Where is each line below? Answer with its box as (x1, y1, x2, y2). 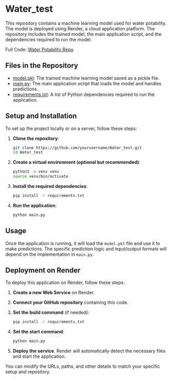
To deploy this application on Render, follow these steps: (5, 279, 125, 286)
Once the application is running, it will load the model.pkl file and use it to (5, 240, 160, 246)
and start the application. (12, 353, 66, 359)
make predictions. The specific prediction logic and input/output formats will (5, 245, 167, 252)
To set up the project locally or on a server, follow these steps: (5, 125, 137, 131)
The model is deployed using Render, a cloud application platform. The (5, 25, 155, 31)
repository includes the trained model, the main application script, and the (5, 31, 162, 37)
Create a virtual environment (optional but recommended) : (12, 159, 141, 165)
